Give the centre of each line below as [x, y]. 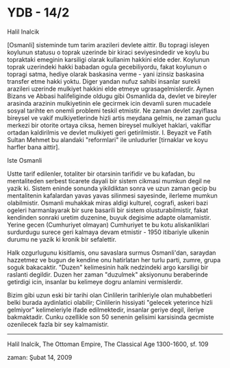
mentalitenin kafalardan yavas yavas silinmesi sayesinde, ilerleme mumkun [112, 195]
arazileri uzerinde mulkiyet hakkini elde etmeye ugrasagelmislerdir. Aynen [111, 89]
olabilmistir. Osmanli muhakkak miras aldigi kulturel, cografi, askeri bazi [108, 203]
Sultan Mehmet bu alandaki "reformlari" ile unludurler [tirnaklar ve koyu [107, 139]
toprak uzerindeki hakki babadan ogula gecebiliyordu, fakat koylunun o [107, 67]
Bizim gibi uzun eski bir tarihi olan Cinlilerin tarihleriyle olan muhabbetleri [110, 295]
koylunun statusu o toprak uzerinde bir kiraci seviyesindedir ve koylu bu [108, 52]
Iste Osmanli [25, 160]
